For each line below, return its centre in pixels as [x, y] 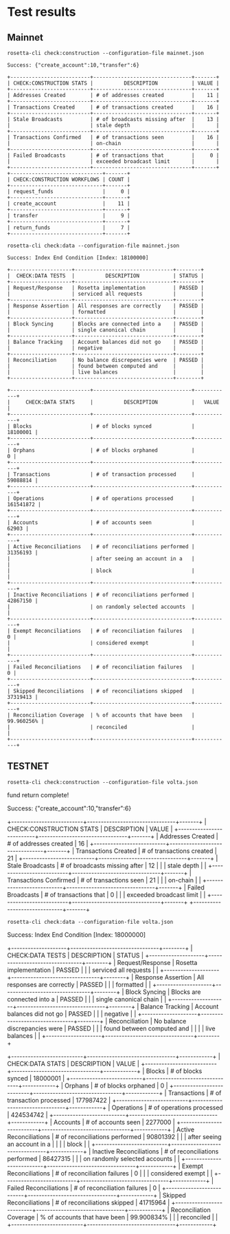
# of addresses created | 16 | [48, 843]
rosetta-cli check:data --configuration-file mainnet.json [93, 246]
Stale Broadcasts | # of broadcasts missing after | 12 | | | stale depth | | [107, 865]
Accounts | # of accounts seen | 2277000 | [114, 1122]
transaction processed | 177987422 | [59, 1100]
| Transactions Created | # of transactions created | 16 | [113, 107]
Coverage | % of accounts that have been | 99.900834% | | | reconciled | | [113, 1217]
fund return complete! [38, 794]
